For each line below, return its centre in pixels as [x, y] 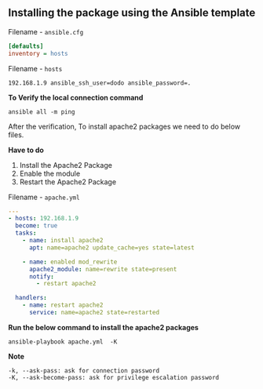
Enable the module [50, 173]
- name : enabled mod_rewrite [70, 262]
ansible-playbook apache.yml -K [63, 342]
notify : [42, 276]
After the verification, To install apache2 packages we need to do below [124, 126]
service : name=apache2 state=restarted [94, 313]
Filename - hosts [35, 68]
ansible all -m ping [42, 112]
